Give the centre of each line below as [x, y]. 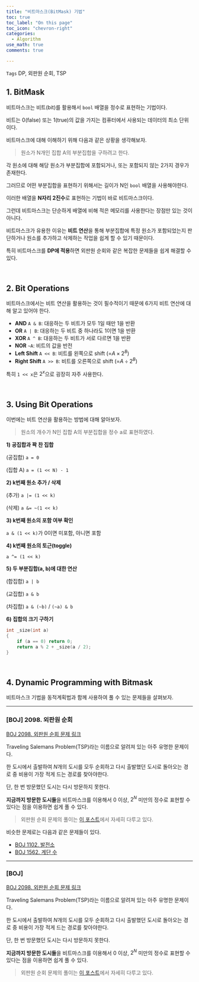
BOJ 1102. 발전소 [35, 845]
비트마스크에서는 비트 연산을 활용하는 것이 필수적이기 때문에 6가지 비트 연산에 [96, 303]
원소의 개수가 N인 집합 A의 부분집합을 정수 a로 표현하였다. [87, 432]
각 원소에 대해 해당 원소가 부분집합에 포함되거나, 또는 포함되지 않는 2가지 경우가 [98, 165]
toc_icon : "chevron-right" [39, 28]
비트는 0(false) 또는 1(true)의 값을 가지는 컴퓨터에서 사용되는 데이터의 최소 [92, 120]
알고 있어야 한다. [31, 311]
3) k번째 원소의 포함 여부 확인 [40, 521]
